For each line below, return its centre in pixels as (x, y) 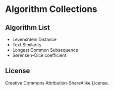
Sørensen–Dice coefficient (39, 55)
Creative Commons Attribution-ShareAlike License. (57, 83)
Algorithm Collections (51, 9)
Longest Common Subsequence (45, 50)
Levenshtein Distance (34, 39)
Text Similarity (27, 45)
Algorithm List (28, 28)
